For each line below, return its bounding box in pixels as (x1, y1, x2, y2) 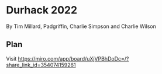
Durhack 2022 (6, 3, 78, 17)
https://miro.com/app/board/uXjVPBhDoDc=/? (18, 55, 129, 62)
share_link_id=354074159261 (6, 61, 76, 68)
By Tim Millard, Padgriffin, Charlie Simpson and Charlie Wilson (6, 23, 157, 30)
